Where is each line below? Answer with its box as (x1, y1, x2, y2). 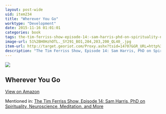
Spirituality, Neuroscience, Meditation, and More (5, 104, 104, 110)
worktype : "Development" (5, 21, 56, 26)
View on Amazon (5, 89, 40, 95)
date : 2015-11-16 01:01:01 (5, 26, 61, 30)
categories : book (5, 30, 41, 35)
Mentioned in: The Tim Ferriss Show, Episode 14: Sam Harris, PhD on (5, 98, 146, 104)
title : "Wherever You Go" (5, 16, 58, 21)
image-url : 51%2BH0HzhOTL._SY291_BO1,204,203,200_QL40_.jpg (5, 39, 132, 44)
